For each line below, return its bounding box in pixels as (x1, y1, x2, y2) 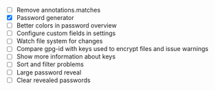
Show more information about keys (16, 52, 116, 61)
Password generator (16, 14, 74, 22)
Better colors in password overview (16, 21, 117, 30)
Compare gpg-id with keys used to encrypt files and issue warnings (16, 45, 209, 53)
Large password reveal (16, 68, 82, 77)
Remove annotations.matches (16, 6, 101, 14)
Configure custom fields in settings (16, 29, 116, 37)
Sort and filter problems (16, 60, 84, 68)
